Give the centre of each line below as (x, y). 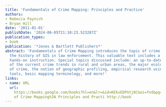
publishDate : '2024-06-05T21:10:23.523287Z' (52, 33)
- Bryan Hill (19, 23)
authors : (14, 14)
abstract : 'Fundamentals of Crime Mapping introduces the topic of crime (83, 51)
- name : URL (17, 83)
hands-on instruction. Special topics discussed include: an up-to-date (86, 60)
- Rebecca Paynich (24, 19)
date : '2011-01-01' (25, 28)
